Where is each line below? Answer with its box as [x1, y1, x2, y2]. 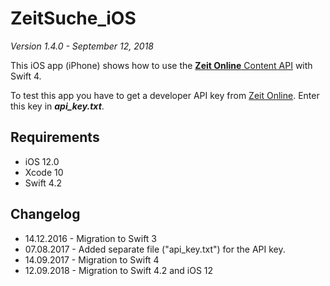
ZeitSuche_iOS [10, 7, 137, 30]
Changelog [10, 206, 81, 223]
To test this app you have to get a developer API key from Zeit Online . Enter [10, 89, 320, 101]
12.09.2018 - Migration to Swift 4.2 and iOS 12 [24, 264, 214, 276]
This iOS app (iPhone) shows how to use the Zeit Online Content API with [10, 59, 313, 71]
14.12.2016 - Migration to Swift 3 [24, 232, 158, 244]
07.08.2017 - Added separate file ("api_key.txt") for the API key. [24, 243, 286, 255]
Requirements [10, 129, 100, 146]
